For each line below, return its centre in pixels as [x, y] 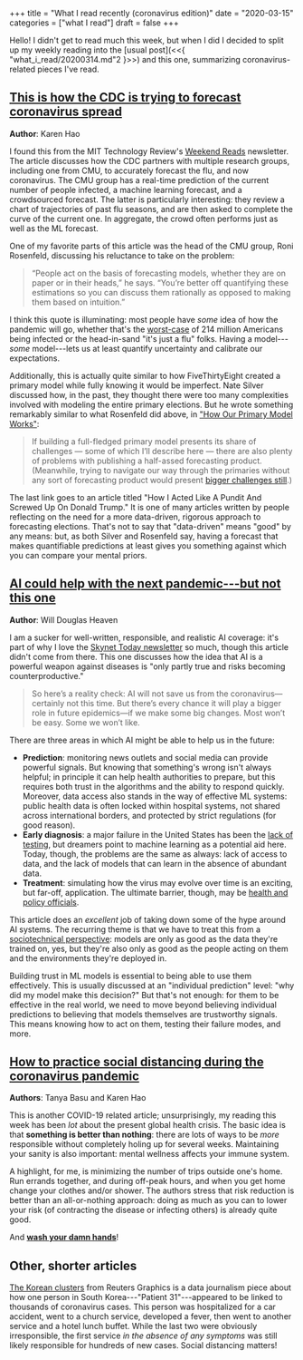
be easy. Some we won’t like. [85, 722]
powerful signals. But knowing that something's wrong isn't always [147, 767]
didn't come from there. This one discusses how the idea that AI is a [136, 656]
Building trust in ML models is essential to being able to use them [130, 976]
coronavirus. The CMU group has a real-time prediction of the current [139, 180]
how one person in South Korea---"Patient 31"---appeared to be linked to [146, 1297]
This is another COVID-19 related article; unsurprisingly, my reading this [143, 1115]
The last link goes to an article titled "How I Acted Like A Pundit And [136, 497]
